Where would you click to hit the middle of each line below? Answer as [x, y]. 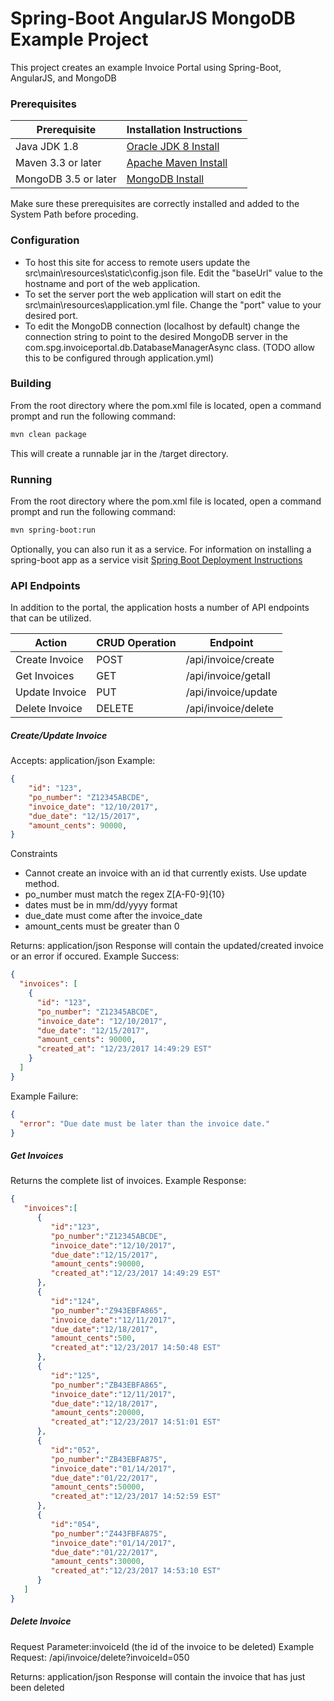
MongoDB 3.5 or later [66, 179]
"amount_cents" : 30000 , [97, 1562]
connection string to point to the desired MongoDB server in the [156, 336]
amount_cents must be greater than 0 [102, 926]
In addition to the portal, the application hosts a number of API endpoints [160, 608]
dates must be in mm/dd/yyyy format [101, 905]
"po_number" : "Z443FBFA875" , [109, 1533]
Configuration [45, 240]
